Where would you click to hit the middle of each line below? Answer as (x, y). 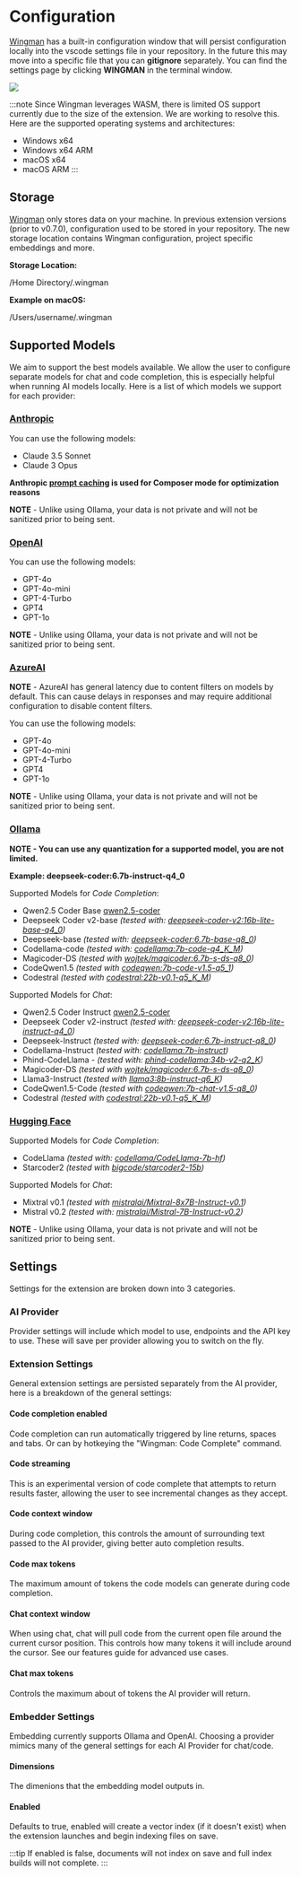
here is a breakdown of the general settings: (91, 1393)
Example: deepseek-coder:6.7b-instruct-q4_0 (97, 876)
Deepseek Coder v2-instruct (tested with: (99, 1021)
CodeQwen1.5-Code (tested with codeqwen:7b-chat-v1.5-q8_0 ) (140, 1088)
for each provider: (43, 396)
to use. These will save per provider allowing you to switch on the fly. (137, 1341)
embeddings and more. (52, 248)
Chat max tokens (42, 1673)
